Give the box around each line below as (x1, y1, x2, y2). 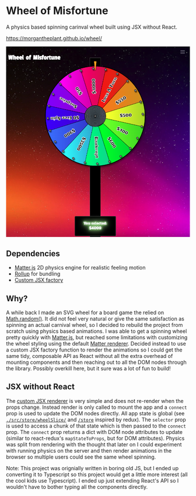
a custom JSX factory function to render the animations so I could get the (6, 346, 183, 353)
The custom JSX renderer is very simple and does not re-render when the (6, 397, 184, 404)
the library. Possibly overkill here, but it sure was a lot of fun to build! (6, 365, 171, 372)
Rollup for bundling (14, 270, 61, 277)
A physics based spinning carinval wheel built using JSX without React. (6, 23, 178, 30)
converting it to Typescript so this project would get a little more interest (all (6, 471, 188, 478)
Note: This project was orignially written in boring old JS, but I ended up (6, 464, 179, 471)
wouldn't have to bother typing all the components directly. (6, 483, 148, 490)
